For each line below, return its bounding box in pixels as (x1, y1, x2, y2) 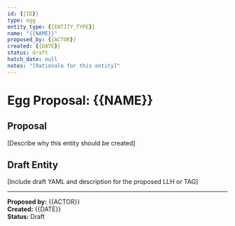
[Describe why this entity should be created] (7, 139, 136, 147)
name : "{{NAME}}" (7, 29, 58, 37)
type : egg (7, 17, 36, 24)
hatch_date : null (7, 56, 58, 63)
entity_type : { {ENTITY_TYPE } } (7, 23, 96, 30)
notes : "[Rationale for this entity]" (7, 62, 120, 69)
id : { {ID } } (7, 10, 39, 17)
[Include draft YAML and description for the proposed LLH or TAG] (7, 178, 199, 186)
